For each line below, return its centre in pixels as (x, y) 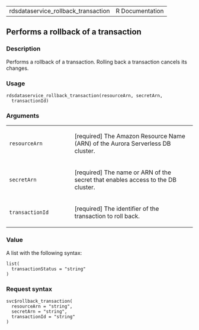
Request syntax (29, 289)
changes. (17, 68)
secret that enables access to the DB (125, 180)
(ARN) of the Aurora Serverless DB (123, 143)
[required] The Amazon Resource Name (130, 136)
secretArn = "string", (39, 311)
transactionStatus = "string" (49, 269)
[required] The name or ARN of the (123, 172)
